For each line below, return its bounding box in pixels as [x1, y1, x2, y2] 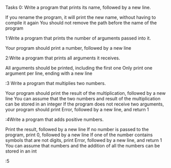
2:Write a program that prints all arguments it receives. [5, 55, 120, 61]
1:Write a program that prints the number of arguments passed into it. [5, 35, 151, 41]
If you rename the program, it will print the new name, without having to [5, 14, 156, 20]
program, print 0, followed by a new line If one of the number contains [5, 132, 153, 138]
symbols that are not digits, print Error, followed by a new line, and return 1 [5, 137, 162, 143]
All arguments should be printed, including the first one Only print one [5, 65, 153, 71]
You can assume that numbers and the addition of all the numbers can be [5, 143, 160, 149]
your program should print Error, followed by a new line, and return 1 [5, 107, 149, 112]
